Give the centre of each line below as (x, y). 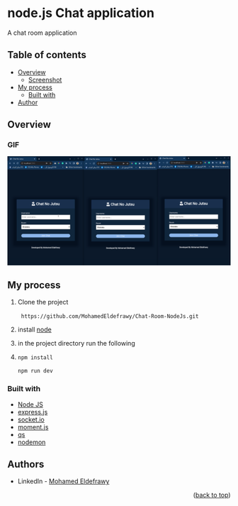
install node (34, 330)
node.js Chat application (81, 13)
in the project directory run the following (76, 343)
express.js (33, 412)
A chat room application (42, 33)
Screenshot (45, 79)
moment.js (33, 427)
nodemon (32, 442)
